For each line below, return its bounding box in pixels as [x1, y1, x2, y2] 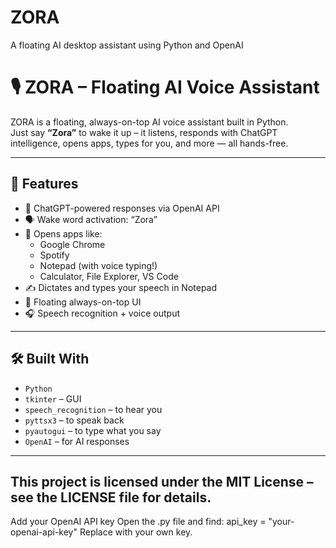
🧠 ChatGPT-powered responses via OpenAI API [24, 202, 220, 214]
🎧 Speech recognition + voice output [24, 307, 181, 319]
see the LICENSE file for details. [10, 489, 212, 506]
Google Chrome [39, 238, 106, 250]
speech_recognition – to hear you [24, 403, 163, 415]
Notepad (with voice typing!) [39, 259, 158, 271]
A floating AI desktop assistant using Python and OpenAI [10, 39, 244, 51]
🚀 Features [10, 176, 79, 193]
